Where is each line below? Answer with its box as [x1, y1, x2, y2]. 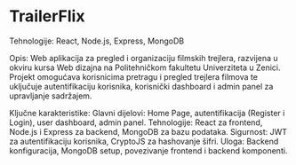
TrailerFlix [9, 6, 85, 27]
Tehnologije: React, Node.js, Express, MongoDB [9, 35, 185, 46]
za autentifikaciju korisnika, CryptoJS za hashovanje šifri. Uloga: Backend [9, 136, 279, 146]
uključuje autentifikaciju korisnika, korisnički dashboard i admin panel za [9, 81, 274, 91]
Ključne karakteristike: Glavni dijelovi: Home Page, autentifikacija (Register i [9, 107, 285, 118]
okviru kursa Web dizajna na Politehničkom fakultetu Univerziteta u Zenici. [9, 62, 281, 73]
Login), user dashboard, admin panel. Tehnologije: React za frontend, [9, 117, 263, 128]
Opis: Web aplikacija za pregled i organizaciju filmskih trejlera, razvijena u [9, 52, 278, 63]
